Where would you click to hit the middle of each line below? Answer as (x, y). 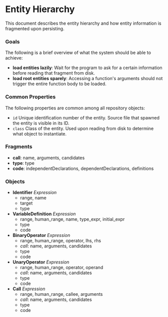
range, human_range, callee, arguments (62, 294)
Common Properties (31, 97)
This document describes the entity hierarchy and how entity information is (83, 23)
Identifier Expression (35, 193)
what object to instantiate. (40, 134)
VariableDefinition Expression (44, 214)
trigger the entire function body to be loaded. (60, 84)
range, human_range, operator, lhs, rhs (61, 241)
